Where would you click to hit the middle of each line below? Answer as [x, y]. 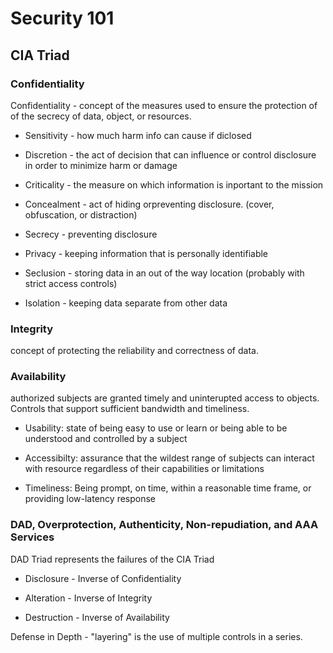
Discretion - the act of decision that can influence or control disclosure [170, 154]
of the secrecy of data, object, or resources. [101, 116]
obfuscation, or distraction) [81, 214]
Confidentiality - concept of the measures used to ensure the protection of [164, 105]
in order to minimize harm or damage [101, 165]
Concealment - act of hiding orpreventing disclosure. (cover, [149, 204]
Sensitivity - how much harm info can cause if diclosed [138, 135]
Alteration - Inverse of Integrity [88, 598]
